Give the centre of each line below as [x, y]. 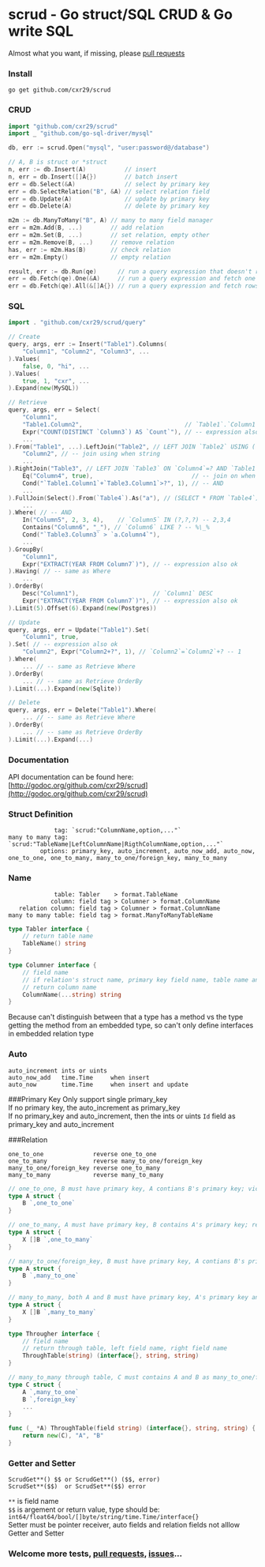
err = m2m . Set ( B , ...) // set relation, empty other [109, 235]
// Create [24, 337]
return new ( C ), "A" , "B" [63, 1436]
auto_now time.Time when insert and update [99, 1084]
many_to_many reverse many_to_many [86, 1174]
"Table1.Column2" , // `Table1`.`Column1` [141, 424]
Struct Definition [41, 814]
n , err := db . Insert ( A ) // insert [82, 170]
